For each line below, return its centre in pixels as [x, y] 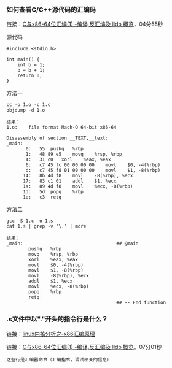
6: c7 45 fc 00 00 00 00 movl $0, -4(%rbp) [93, 165]
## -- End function [141, 303]
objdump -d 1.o [26, 110]
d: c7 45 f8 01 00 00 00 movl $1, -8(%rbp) [93, 171]
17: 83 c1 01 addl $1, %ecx [69, 181]
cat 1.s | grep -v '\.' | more [46, 226]
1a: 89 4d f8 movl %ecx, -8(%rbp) [78, 186]
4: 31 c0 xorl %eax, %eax [68, 160]
